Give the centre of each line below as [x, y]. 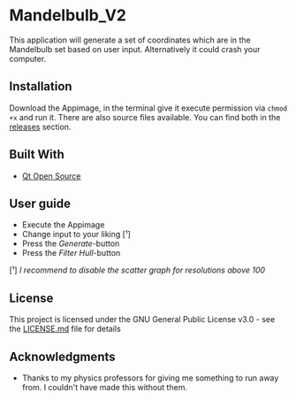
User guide [40, 203]
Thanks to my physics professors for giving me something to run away [150, 378]
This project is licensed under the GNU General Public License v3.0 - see [142, 319]
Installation [41, 86]
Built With [37, 154]
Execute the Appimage [63, 225]
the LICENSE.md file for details [65, 329]
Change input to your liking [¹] [76, 235]
